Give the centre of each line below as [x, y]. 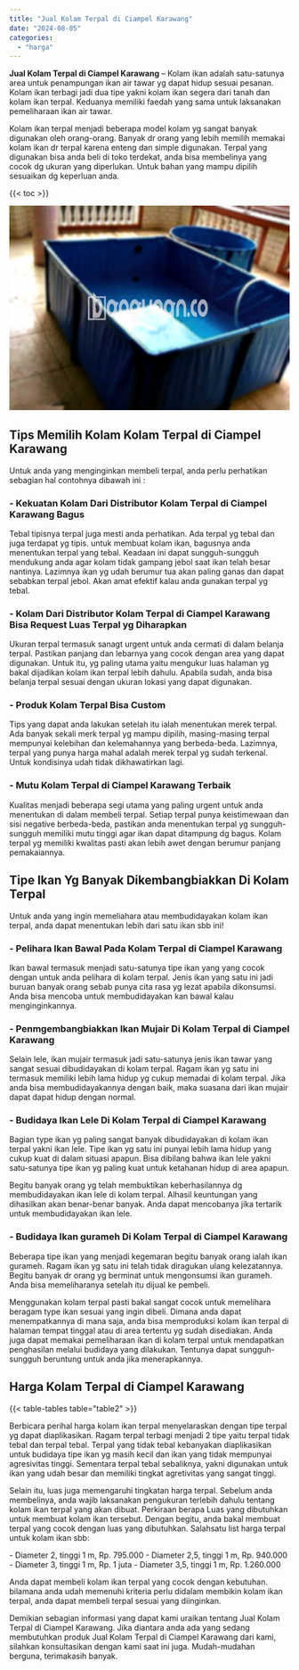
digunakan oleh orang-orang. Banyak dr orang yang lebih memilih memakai [147, 138]
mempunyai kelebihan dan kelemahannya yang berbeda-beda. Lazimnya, [144, 744]
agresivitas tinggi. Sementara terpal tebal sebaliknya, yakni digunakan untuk [149, 1463]
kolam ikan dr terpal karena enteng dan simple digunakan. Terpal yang [138, 148]
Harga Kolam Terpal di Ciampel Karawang [127, 1387]
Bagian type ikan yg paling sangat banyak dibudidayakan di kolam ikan [139, 1139]
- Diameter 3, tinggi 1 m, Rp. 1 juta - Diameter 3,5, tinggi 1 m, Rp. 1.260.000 [145, 1564]
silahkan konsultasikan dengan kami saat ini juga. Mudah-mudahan [132, 1646]
